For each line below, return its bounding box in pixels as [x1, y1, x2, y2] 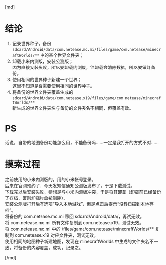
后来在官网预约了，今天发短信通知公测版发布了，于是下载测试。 [5, 182, 135, 188]
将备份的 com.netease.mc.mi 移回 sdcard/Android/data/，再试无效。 [5, 213, 145, 219]
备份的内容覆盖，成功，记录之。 [18, 244, 83, 250]
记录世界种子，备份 [12, 40, 52, 46]
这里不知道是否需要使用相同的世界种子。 [12, 83, 95, 89]
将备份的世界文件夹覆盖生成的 [12, 89, 73, 95]
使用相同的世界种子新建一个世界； [12, 76, 82, 82]
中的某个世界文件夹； [40, 52, 84, 58]
